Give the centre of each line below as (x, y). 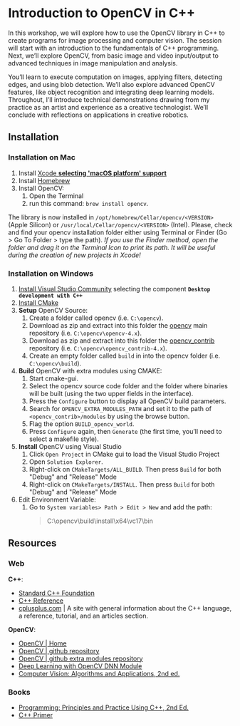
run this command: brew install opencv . (89, 203)
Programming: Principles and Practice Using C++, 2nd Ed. (104, 707)
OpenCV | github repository (59, 650)
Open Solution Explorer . (66, 462)
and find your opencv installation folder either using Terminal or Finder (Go (118, 232)
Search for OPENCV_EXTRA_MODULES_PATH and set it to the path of (120, 408)
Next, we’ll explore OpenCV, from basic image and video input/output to (114, 56)
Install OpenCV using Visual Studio (70, 446)
